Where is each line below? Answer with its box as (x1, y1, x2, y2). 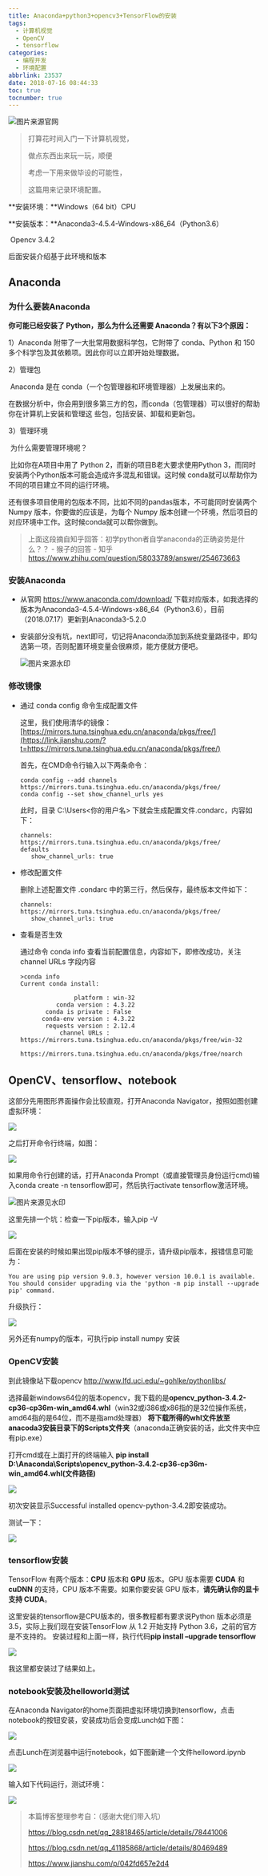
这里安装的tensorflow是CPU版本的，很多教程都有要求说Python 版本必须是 (8, 1611, 252, 1621)
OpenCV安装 (8, 1356, 58, 1367)
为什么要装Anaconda (8, 301, 90, 312)
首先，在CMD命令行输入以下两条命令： (19, 760, 150, 770)
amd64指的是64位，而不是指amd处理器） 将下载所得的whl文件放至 (8, 1412, 230, 1422)
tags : (8, 19, 26, 27)
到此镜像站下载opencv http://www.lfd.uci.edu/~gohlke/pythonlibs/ (8, 1376, 226, 1385)
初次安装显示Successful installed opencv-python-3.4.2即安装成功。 (8, 1501, 231, 1510)
